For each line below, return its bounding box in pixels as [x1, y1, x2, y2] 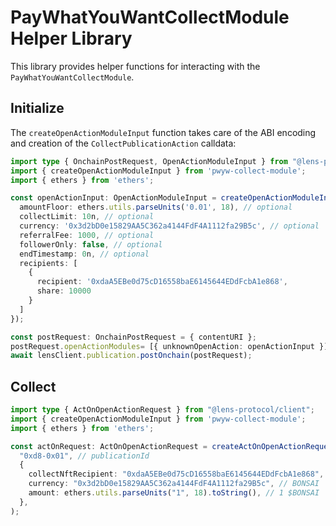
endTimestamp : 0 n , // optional [19, 249, 150, 259]
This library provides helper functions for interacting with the [10, 60, 261, 72]
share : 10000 [36, 286, 92, 296]
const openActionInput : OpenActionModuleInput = [10, 193, 217, 203]
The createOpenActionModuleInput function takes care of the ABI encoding [10, 126, 317, 138]
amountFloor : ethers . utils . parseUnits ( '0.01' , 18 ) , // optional [19, 202, 293, 213]
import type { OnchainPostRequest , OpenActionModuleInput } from [10, 156, 288, 166]
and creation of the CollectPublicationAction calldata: [10, 137, 237, 149]
